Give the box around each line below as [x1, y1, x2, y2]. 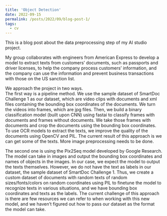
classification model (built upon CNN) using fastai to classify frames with [5, 112, 155, 118]
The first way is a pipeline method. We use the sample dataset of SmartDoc [5, 91, 161, 97]
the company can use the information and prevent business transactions [5, 70, 154, 76]
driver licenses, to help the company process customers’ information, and [5, 65, 157, 71]
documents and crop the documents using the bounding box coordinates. [5, 123, 157, 129]
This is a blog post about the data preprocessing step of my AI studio [5, 39, 147, 45]
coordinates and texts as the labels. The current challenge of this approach [5, 191, 160, 197]
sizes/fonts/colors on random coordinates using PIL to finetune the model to [5, 180, 162, 186]
